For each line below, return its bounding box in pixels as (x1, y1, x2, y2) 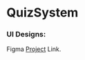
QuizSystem (6, 5, 79, 21)
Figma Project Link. (6, 45, 62, 53)
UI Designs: (6, 30, 46, 39)
